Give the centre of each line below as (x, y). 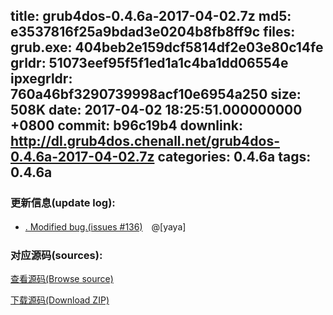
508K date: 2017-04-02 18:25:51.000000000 (156, 110)
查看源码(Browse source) (62, 278)
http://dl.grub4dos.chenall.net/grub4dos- (145, 141)
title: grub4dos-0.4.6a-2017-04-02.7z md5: (151, 16)
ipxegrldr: (41, 79)
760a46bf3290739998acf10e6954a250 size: (156, 94)
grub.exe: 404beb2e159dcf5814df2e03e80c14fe (167, 47)
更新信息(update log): (63, 203)
